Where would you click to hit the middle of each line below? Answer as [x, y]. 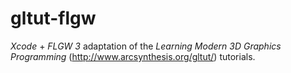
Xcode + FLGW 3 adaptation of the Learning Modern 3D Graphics [146, 46]
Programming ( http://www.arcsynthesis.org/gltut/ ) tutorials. [133, 56]
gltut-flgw [53, 18]
